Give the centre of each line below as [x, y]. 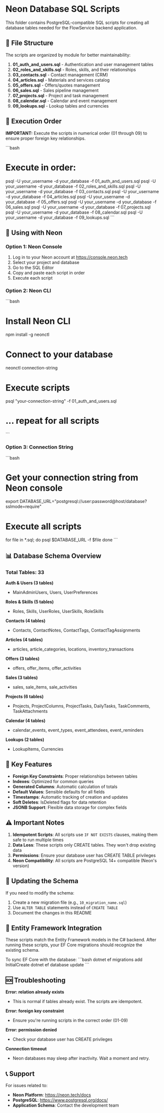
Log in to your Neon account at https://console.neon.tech [70, 257]
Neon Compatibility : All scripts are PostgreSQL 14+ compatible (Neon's [85, 860]
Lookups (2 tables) [25, 740]
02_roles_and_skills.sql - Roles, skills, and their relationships [74, 69]
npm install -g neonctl [27, 335]
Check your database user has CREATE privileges [62, 1039]
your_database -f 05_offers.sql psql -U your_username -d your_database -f [81, 202]
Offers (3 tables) [23, 659]
